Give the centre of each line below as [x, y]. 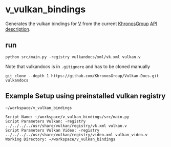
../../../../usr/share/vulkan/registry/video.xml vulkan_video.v [76, 135]
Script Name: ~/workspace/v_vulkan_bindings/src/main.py [67, 117]
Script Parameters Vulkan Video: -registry [52, 130]
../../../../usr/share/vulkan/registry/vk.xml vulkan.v [66, 126]
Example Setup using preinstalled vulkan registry [85, 96]
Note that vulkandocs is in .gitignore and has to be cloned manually [78, 66]
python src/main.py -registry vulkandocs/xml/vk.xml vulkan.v [73, 57]
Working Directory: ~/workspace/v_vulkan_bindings [60, 139]
